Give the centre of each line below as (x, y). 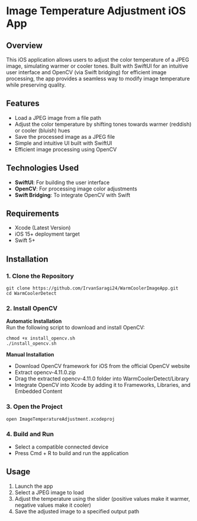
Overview (25, 45)
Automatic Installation (34, 321)
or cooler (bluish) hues (42, 130)
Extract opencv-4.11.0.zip (45, 373)
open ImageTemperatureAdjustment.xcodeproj (61, 419)
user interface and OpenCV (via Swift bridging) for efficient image (86, 72)
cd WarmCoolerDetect (32, 294)
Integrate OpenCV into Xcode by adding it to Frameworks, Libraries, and (103, 385)
